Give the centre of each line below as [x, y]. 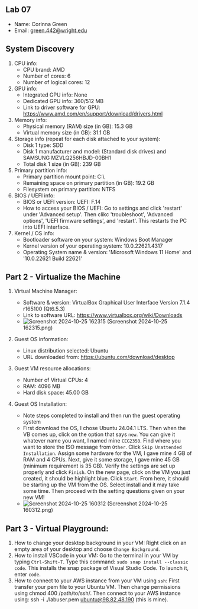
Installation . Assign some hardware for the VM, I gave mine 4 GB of [107, 453]
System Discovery [40, 49]
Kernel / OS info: [34, 233]
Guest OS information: [41, 339]
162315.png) [38, 328]
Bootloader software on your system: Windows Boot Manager [98, 239]
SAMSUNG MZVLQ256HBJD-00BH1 [67, 158]
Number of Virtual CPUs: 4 [55, 380]
